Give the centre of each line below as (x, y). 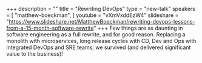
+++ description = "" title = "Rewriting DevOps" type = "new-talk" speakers (101, 9)
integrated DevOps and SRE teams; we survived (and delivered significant (99, 47)
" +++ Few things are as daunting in (138, 28)
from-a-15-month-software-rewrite (50, 28)
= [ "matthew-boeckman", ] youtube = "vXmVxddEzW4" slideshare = (93, 15)
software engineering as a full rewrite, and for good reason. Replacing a (96, 35)
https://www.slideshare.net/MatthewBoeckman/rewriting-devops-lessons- (102, 22)
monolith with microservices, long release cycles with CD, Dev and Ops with (101, 41)
